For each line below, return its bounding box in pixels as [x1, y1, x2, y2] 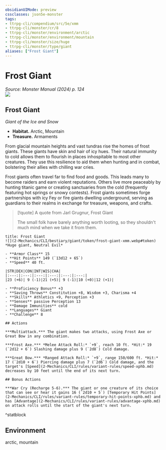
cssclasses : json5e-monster [5, 12, 63, 17]
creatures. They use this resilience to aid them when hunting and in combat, [5, 159, 160, 165]
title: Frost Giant [5, 234, 46, 239]
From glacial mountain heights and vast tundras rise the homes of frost [5, 143, 150, 149]
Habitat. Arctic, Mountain [12, 128, 64, 134]
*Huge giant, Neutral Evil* [5, 243, 63, 248]
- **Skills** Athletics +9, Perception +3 [5, 295, 94, 300]
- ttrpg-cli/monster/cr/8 [5, 26, 58, 31]
